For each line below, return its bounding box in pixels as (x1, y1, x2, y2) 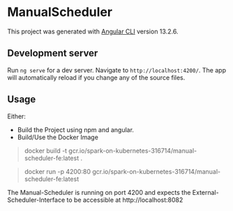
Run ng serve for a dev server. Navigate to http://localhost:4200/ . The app (7, 65, 227, 74)
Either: (7, 112, 27, 120)
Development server (7, 47, 98, 59)
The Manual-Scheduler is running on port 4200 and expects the (7, 188, 191, 196)
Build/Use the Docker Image (17, 133, 99, 141)
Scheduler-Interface (7, 196, 66, 204)
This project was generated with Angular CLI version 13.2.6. (7, 27, 179, 36)
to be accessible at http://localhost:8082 (66, 196, 183, 204)
